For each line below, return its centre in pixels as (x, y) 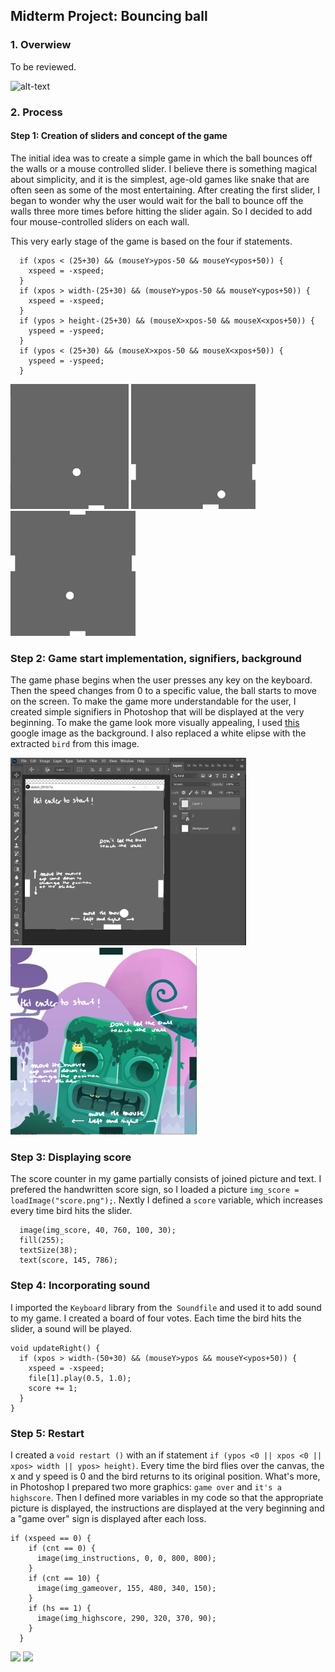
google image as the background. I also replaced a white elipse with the (158, 733)
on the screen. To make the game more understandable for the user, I (153, 701)
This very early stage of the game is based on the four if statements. (151, 241)
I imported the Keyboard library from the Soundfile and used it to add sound (166, 1307)
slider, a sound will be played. (71, 1328)
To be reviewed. (43, 66)
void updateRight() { (55, 1348)
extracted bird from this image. (75, 744)
